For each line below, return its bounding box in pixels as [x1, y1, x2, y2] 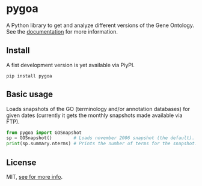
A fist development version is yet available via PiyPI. [6, 61, 135, 68]
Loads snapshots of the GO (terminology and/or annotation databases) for [6, 105, 191, 112]
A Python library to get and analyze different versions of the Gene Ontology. [6, 22, 194, 29]
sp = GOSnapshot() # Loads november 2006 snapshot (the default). [6, 135, 195, 141]
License [6, 157, 37, 167]
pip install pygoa [6, 73, 52, 79]
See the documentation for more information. [6, 28, 118, 35]
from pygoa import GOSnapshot [6, 130, 82, 136]
